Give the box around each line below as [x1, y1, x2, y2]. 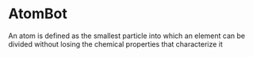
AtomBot [8, 5, 67, 23]
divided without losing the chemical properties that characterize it [8, 39, 224, 48]
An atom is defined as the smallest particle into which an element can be [8, 31, 246, 40]
